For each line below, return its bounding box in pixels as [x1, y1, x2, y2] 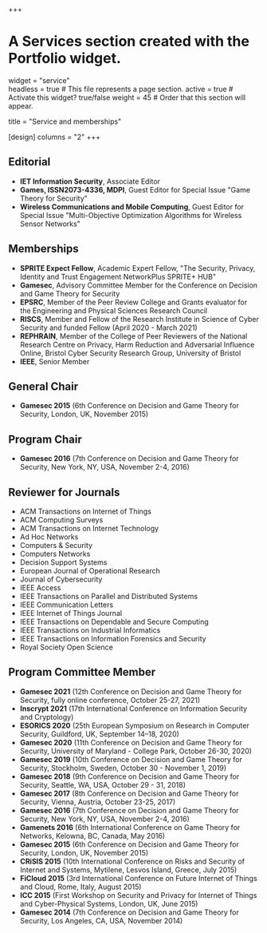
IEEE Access [19, 583, 61, 592]
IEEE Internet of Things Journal [19, 609, 122, 617]
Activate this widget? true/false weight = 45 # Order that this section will [8, 93, 245, 102]
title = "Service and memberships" [8, 117, 122, 126]
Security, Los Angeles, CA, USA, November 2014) [19, 915, 183, 925]
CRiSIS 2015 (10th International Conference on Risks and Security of [19, 856, 245, 866]
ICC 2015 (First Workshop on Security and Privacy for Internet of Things [19, 890, 257, 899]
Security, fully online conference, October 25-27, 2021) [19, 695, 201, 705]
